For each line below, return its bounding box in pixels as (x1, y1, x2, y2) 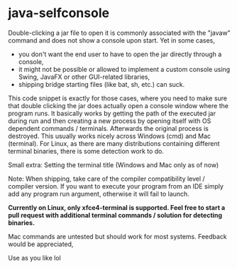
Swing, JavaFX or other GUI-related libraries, (18, 73, 150, 81)
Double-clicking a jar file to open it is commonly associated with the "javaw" (8, 28, 231, 37)
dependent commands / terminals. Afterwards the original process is (8, 124, 209, 132)
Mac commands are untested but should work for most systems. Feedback (8, 232, 228, 241)
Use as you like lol (8, 253, 61, 262)
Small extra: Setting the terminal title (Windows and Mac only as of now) (8, 160, 219, 169)
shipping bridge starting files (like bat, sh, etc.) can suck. (18, 80, 185, 88)
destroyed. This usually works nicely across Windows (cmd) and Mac (8, 132, 211, 140)
